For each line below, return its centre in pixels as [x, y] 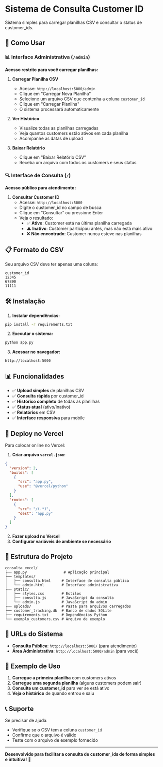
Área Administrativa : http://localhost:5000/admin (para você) [75, 651]
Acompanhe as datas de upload [51, 138]
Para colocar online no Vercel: [35, 445]
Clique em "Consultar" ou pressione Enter [61, 212]
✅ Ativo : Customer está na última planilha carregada [79, 223]
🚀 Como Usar [25, 43]
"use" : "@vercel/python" [43, 486]
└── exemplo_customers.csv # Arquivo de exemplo [55, 619]
